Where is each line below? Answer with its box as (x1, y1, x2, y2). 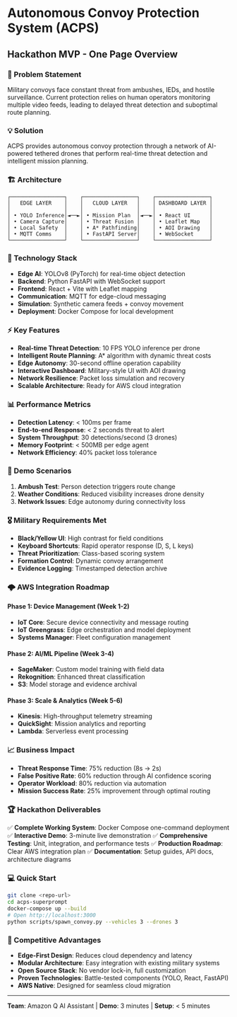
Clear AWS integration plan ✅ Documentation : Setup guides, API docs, (7, 847, 214, 856)
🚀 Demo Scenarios (7, 466, 72, 476)
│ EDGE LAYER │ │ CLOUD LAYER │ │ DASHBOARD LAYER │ (7, 200, 213, 207)
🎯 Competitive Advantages (7, 935, 102, 945)
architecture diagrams (7, 855, 72, 864)
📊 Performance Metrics (7, 399, 92, 409)
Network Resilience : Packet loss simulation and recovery (17, 374, 185, 383)
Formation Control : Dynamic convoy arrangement (17, 556, 164, 565)
